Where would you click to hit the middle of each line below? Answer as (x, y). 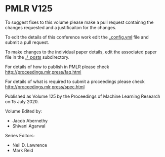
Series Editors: (20, 135)
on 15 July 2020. (22, 101)
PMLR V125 (29, 9)
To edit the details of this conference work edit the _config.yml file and (77, 37)
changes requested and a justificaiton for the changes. (61, 27)
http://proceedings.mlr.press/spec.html (45, 86)
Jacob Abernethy (30, 120)
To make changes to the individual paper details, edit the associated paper (81, 52)
